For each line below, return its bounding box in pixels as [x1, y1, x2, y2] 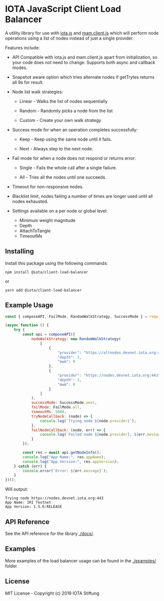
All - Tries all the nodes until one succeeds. [19, 174, 106, 180]
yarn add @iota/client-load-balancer [5, 288, 82, 292]
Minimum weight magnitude [19, 217, 76, 223]
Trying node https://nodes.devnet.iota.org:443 [5, 496, 104, 501]
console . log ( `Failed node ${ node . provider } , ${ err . [40, 432, 147, 437]
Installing [5, 247, 34, 256]
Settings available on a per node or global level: [12, 208, 108, 214]
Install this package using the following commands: [5, 260, 108, 266]
